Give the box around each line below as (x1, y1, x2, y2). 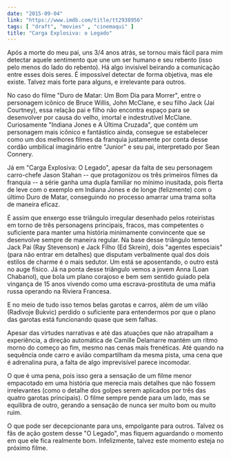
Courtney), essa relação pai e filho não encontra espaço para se (7, 106, 190, 114)
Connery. (7, 150, 34, 159)
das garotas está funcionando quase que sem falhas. (7, 316, 158, 324)
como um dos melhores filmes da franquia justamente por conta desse (7, 136, 208, 144)
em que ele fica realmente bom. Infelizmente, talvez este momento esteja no (7, 437, 224, 445)
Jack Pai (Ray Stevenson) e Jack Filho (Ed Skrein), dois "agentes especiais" (7, 243, 223, 251)
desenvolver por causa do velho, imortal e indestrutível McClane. (7, 114, 192, 122)
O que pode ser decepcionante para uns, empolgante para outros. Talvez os (7, 422, 224, 430)
